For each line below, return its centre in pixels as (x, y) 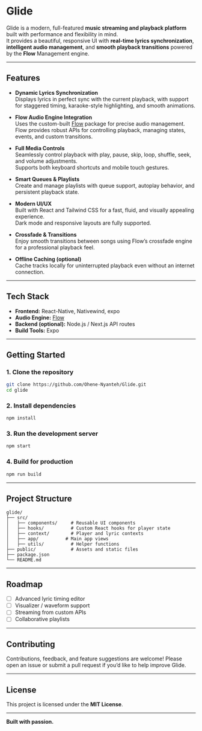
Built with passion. (30, 722)
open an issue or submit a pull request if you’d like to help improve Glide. (96, 665)
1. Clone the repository (40, 372)
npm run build (24, 474)
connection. (30, 272)
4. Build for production (40, 462)
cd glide (17, 391)
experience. (30, 216)
